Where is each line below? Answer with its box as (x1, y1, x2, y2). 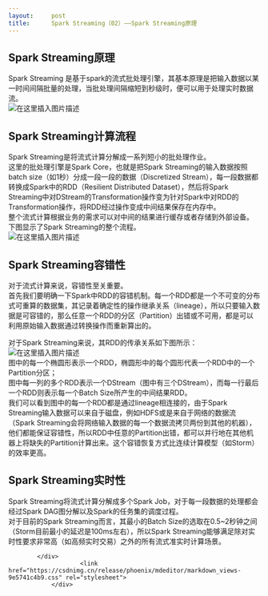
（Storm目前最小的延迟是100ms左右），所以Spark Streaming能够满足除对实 (8, 526, 256, 536)
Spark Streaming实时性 (8, 473, 126, 487)
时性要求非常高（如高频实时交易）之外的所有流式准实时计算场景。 (8, 536, 226, 546)
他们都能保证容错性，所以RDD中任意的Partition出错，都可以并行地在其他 (8, 428, 247, 437)
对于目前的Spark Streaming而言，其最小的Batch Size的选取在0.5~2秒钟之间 (8, 516, 258, 526)
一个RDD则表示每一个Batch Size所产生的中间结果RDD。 (8, 388, 192, 397)
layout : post (8, 11, 66, 20)
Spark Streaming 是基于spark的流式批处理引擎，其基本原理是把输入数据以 (8, 74, 253, 83)
